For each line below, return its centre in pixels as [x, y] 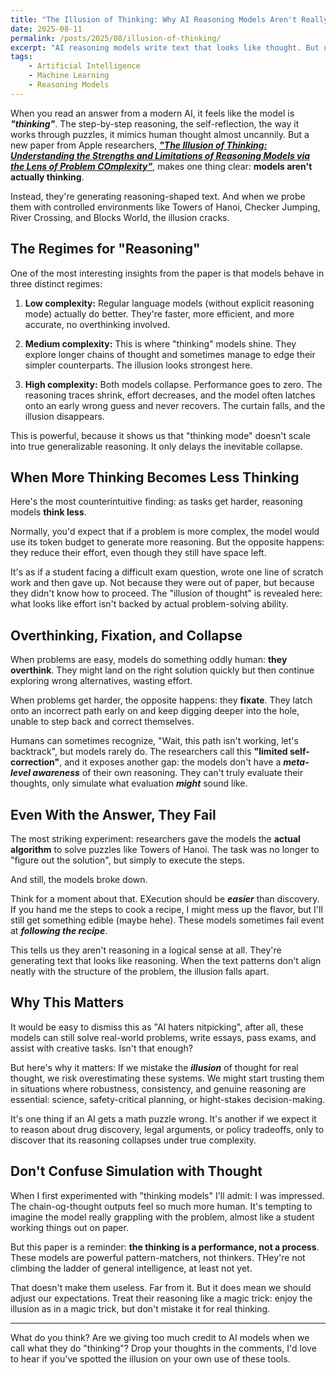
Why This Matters [67, 1002]
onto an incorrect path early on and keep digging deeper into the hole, [155, 711]
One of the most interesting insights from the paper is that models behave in [167, 273]
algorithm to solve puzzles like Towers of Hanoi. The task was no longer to [165, 849]
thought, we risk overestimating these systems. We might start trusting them [167, 1078]
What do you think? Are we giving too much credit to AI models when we [160, 1337]
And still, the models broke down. [79, 879]
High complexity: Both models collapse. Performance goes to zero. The [173, 384]
